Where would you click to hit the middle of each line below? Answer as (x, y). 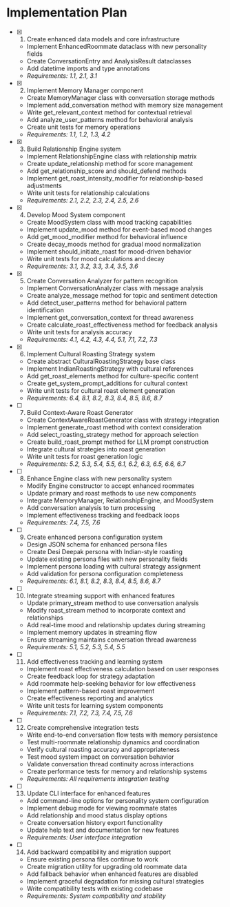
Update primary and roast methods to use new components (112, 493)
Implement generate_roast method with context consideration (114, 427)
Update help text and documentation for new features (103, 830)
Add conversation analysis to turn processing (91, 507)
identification (45, 310)
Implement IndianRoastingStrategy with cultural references (110, 368)
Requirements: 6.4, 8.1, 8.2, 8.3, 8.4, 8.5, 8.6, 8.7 (95, 398)
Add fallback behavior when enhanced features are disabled (112, 874)
